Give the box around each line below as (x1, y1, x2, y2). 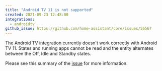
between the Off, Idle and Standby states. (5, 51, 92, 57)
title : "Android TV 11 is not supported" (5, 7, 94, 13)
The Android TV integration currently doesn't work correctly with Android (5, 40, 157, 46)
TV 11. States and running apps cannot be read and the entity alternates (5, 45, 153, 51)
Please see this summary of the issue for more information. (5, 60, 128, 66)
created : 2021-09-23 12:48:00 (5, 12, 69, 17)
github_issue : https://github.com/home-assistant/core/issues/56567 (5, 26, 152, 31)
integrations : (5, 17, 35, 22)
